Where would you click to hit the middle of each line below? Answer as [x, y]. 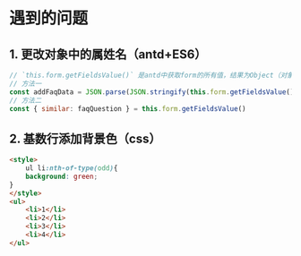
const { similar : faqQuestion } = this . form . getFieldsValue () [128, 108]
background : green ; [62, 176]
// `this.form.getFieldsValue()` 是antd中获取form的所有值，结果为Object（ [145, 75]
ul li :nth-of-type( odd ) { [72, 168]
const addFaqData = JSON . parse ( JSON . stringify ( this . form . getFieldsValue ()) [154, 92]
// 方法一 [26, 83]
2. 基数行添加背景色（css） [85, 138]
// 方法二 [26, 100]
